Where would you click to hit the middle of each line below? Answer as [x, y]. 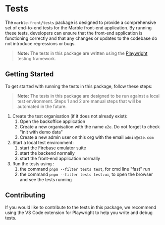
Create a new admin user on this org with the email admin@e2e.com [87, 137]
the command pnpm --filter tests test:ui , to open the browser [86, 174]
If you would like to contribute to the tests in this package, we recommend [81, 207]
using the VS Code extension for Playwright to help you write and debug [79, 213]
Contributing [25, 195]
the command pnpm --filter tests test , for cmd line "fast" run [85, 169]
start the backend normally [47, 153]
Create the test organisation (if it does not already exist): [70, 116]
